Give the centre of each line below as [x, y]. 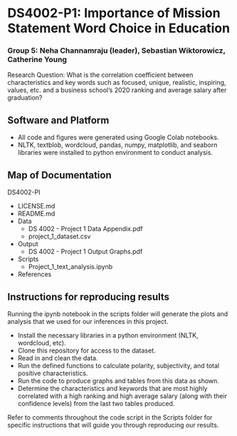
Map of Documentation [59, 175]
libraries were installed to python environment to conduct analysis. [115, 153]
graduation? [25, 98]
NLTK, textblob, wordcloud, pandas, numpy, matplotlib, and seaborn [117, 145]
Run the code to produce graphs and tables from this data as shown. [118, 380]
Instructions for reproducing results [88, 296]
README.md [36, 214]
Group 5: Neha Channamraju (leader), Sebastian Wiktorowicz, [116, 51]
